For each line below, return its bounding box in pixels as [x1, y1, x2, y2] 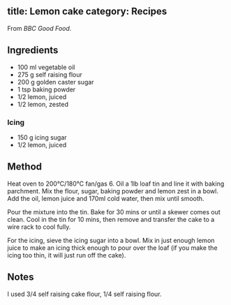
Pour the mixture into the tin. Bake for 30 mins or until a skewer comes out [7, 207, 221, 216]
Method [7, 161, 43, 173]
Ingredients [7, 45, 59, 57]
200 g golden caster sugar [17, 77, 94, 86]
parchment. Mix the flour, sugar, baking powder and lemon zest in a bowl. [7, 186, 218, 195]
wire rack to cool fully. [7, 223, 71, 231]
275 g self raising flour [17, 70, 82, 79]
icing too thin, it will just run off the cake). [7, 251, 126, 259]
